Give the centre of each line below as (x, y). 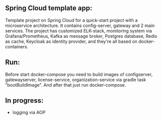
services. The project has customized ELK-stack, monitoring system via (79, 31)
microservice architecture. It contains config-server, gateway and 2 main (80, 25)
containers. (17, 46)
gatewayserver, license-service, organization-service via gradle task (76, 80)
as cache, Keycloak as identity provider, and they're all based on (72, 41)
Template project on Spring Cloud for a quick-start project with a (72, 20)
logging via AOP (29, 113)
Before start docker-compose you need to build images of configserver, (79, 74)
